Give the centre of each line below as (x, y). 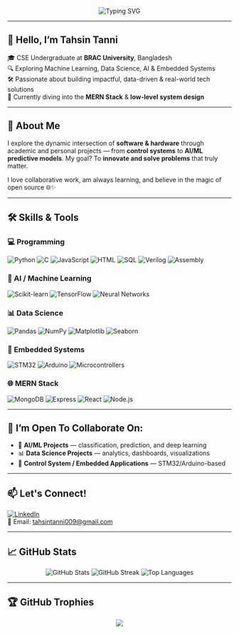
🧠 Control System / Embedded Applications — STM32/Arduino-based (122, 464)
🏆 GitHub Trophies (51, 602)
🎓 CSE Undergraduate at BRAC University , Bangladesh (90, 58)
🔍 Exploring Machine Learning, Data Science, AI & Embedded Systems (111, 68)
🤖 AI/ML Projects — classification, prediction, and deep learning (112, 445)
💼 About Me (34, 126)
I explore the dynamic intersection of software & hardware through (106, 143)
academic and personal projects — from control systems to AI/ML (105, 150)
